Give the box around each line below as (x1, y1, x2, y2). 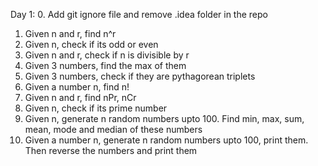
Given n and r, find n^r (24, 28, 117, 39)
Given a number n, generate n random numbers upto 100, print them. (24, 134, 309, 146)
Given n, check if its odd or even (24, 39, 159, 50)
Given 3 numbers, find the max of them (24, 60, 187, 71)
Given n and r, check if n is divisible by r (24, 49, 190, 61)
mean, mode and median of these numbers (24, 124, 203, 135)
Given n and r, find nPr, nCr (24, 92, 137, 103)
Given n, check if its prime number (24, 102, 168, 114)
